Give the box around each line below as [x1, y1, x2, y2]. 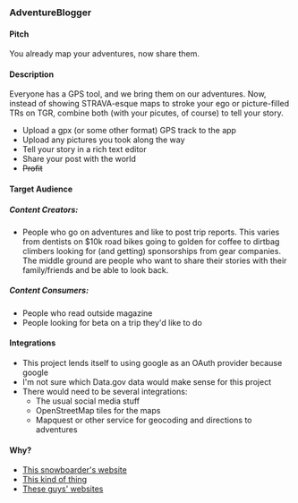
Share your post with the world [21, 154, 137, 165]
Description [9, 69, 55, 80]
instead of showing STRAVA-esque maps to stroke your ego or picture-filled [9, 98, 290, 109]
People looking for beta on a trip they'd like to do [21, 317, 203, 328]
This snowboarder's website [21, 465, 127, 475]
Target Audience [9, 183, 73, 194]
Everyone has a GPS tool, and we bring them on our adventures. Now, [9, 89, 267, 99]
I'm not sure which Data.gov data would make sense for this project [21, 377, 271, 388]
